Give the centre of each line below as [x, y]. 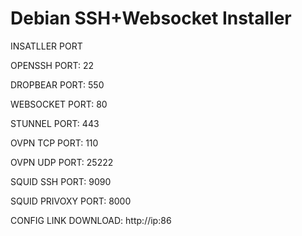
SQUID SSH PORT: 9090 [61, 181]
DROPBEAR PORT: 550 [57, 84]
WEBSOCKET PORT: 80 [59, 104]
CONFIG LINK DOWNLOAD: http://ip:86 [91, 220]
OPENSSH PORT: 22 [52, 65]
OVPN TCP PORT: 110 [54, 143]
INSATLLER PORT [46, 46]
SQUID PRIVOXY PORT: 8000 [71, 201]
